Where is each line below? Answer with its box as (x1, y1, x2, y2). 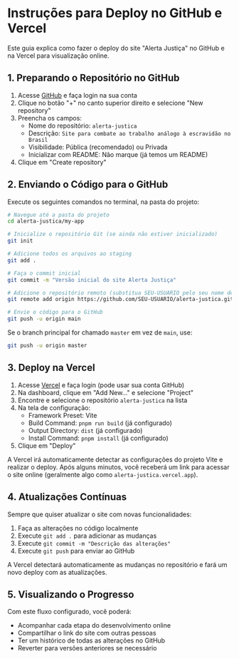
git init (7, 237, 33, 245)
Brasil (28, 136, 48, 143)
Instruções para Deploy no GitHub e (7, 5, 223, 21)
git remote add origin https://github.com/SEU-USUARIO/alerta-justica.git (7, 296, 234, 303)
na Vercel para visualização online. (7, 51, 110, 60)
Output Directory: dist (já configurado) (28, 426, 143, 434)
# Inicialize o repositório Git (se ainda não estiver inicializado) (7, 230, 218, 238)
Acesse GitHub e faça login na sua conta (17, 91, 137, 99)
